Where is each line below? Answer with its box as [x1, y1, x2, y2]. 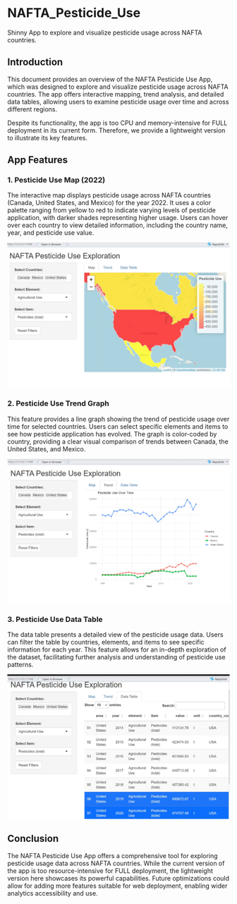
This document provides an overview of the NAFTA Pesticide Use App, [7, 75, 213, 83]
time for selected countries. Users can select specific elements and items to [7, 422, 229, 431]
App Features [7, 154, 68, 166]
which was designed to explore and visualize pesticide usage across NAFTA [7, 83, 229, 91]
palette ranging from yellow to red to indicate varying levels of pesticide [7, 206, 217, 214]
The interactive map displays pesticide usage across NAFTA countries [7, 191, 212, 200]
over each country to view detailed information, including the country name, [7, 221, 228, 230]
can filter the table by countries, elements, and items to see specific [7, 638, 205, 647]
